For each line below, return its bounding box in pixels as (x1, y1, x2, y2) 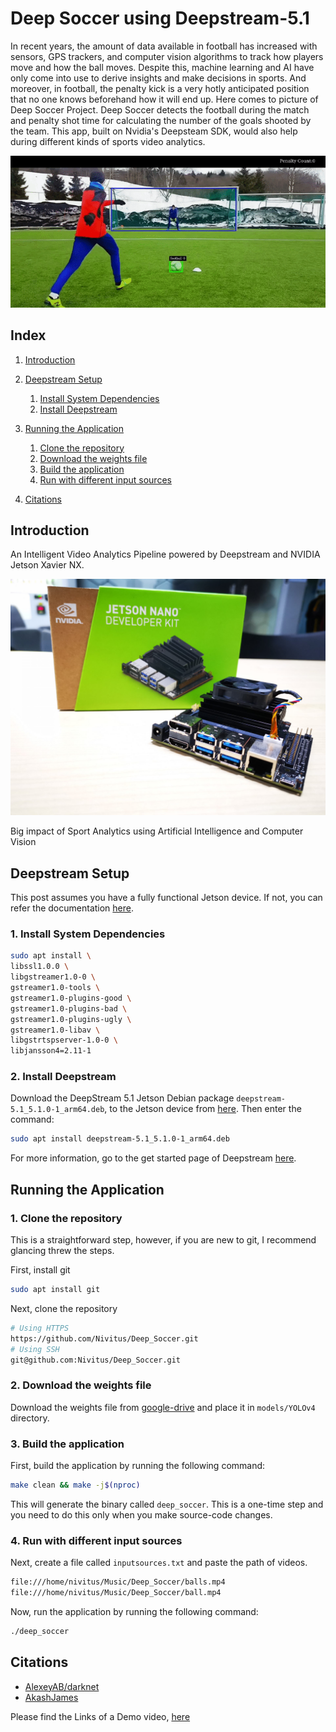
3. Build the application (10, 1437, 125, 1451)
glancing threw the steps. (10, 1245, 115, 1257)
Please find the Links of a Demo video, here (10, 1710, 191, 1722)
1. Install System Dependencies (10, 927, 166, 941)
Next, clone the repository (10, 1302, 118, 1314)
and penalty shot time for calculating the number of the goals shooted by (10, 114, 312, 126)
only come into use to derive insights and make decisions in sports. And (10, 72, 307, 84)
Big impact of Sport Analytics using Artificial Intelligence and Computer (10, 825, 304, 837)
